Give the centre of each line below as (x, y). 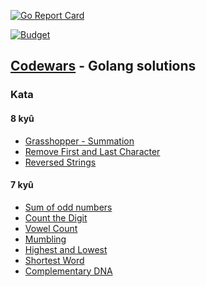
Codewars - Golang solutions (103, 66)
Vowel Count (51, 228)
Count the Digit (56, 217)
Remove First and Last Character (92, 151)
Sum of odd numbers (68, 207)
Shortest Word (54, 260)
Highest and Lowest (66, 249)
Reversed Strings (60, 162)
